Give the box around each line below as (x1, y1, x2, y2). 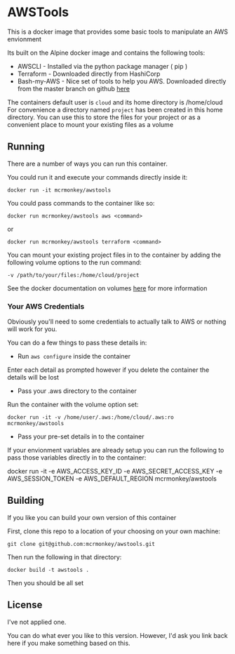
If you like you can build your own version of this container (7, 513, 177, 521)
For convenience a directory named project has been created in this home (7, 105, 223, 114)
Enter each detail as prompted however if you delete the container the (7, 366, 210, 374)
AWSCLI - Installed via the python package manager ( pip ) (17, 62, 188, 70)
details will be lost (7, 373, 60, 382)
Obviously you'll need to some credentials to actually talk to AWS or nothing (7, 317, 227, 326)
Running (7, 141, 46, 153)
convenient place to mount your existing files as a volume (7, 120, 174, 128)
